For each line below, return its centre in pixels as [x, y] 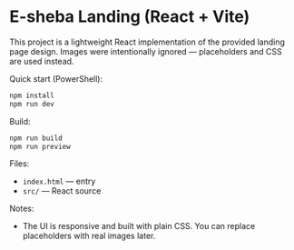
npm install [32, 95]
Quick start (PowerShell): [56, 78]
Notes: [22, 209]
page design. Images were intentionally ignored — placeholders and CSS [146, 51]
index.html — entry [59, 181]
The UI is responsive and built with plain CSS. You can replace [139, 226]
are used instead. [42, 61]
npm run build [36, 138]
